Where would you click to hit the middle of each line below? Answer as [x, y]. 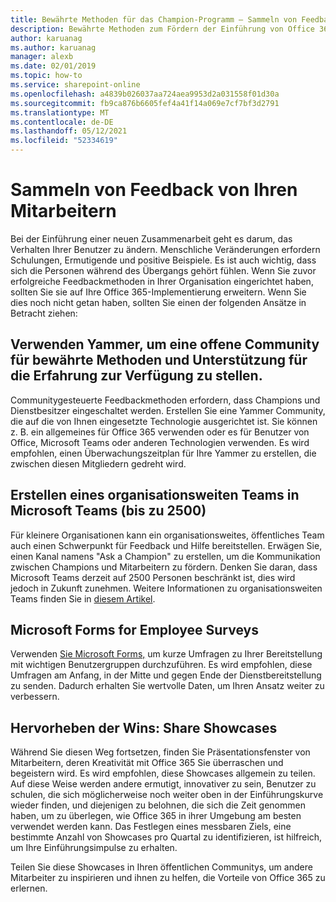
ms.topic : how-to [46, 76]
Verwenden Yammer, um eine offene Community [165, 344]
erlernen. [29, 888]
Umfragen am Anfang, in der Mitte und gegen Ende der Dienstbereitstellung [166, 675]
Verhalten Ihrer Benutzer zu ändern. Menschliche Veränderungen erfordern [165, 249]
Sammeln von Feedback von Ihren [154, 190]
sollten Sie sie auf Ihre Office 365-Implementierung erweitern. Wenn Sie [158, 292]
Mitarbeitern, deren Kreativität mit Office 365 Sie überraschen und [147, 763]
